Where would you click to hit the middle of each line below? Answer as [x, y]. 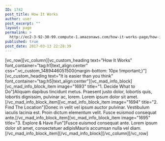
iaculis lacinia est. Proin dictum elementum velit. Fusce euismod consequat [81, 112]
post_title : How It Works [31, 14]
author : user [18, 19]
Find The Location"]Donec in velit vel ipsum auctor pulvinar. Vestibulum [77, 107]
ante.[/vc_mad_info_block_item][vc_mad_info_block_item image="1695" [78, 117]
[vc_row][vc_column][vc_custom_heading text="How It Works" [69, 60]
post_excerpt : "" [23, 23]
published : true [22, 42]
